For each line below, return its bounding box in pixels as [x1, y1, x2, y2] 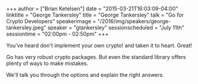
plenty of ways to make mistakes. [6, 60, 88, 67]
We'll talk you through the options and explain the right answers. [6, 71, 165, 78]
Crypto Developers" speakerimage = [6, 18, 97, 24]
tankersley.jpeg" [6, 24, 47, 31]
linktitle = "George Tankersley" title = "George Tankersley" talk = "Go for [6, 11, 184, 18]
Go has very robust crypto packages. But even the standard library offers [6, 54, 186, 60]
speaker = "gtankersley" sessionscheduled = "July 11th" [47, 24, 185, 31]
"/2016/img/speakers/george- [97, 18, 171, 24]
